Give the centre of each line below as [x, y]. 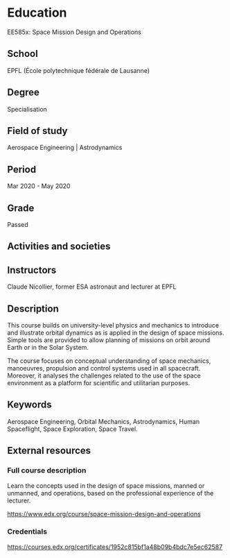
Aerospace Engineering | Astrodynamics [65, 148]
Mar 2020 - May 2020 [39, 186]
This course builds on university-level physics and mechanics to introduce [113, 325]
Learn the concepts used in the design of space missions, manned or [106, 485]
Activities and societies [59, 247]
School [23, 54]
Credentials [27, 532]
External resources [49, 451]
